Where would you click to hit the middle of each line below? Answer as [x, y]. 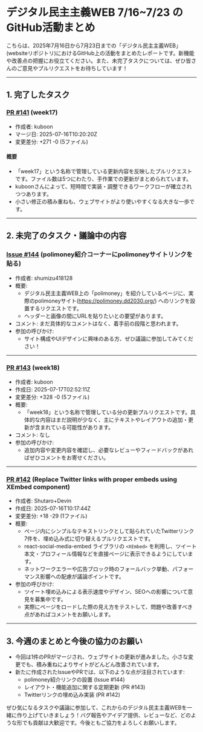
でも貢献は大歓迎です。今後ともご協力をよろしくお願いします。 [101, 722]
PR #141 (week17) [32, 113]
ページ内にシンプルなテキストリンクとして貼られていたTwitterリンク [109, 531]
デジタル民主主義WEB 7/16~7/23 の [95, 12]
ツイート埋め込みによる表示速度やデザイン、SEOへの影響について [106, 592]
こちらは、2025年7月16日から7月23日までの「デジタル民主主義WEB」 [94, 45]
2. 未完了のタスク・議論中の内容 [66, 236]
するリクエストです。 [56, 308]
